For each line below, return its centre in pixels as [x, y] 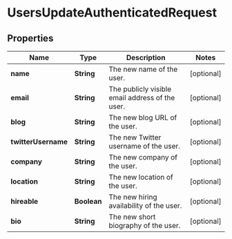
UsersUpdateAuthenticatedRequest [112, 13]
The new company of [143, 157]
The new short [132, 217]
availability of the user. [145, 205]
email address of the [142, 98]
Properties [30, 38]
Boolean [88, 201]
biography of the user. [145, 226]
